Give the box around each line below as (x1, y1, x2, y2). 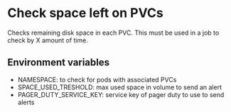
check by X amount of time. (7, 35, 89, 44)
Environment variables (7, 57, 110, 69)
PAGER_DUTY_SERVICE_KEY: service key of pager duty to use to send (17, 90, 225, 99)
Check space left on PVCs (7, 5, 163, 21)
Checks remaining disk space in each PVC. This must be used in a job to (7, 28, 220, 37)
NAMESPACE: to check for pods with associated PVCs (17, 75, 177, 84)
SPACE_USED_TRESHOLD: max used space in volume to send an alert (17, 83, 222, 91)
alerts (17, 98, 35, 106)
